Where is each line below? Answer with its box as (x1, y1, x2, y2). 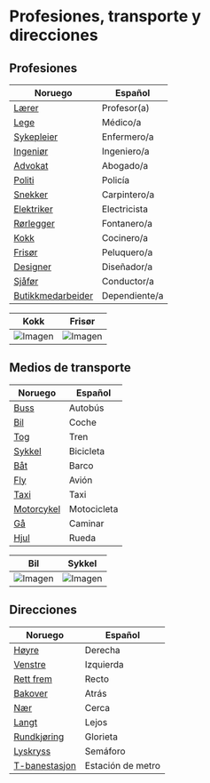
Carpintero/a (101, 188, 155, 201)
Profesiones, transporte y (9, 6, 202, 27)
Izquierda (84, 658, 124, 670)
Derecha (84, 643, 121, 656)
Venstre (13, 658, 46, 670)
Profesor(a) (101, 102, 151, 114)
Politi (13, 174, 35, 186)
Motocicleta (69, 502, 119, 515)
